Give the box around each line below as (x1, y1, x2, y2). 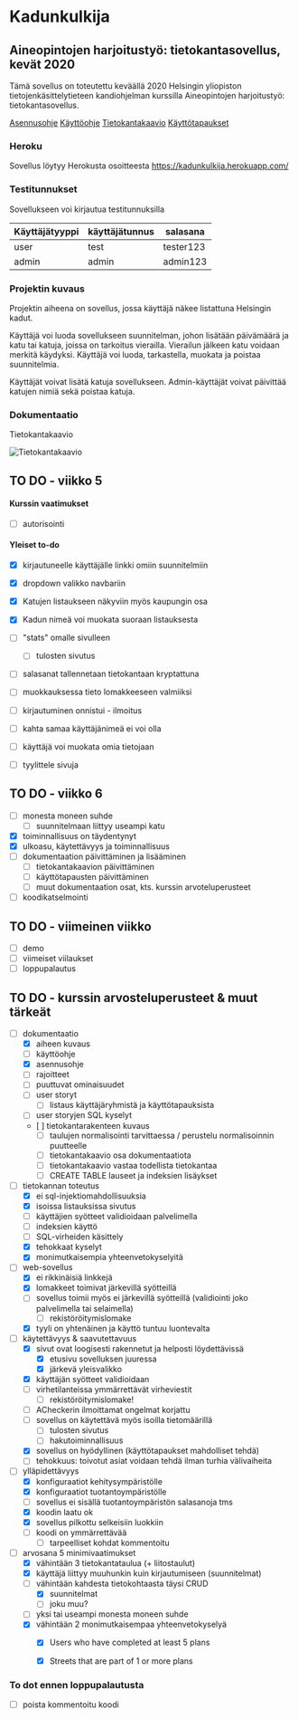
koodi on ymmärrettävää (35, 1527, 127, 1538)
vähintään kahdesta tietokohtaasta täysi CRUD (35, 1578, 210, 1590)
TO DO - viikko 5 (9, 473, 103, 488)
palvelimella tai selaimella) (35, 1303, 134, 1313)
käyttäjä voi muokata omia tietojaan (22, 740, 154, 752)
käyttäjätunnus (87, 224, 155, 237)
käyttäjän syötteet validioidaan (35, 1373, 150, 1384)
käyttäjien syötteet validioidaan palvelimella (35, 1210, 198, 1221)
